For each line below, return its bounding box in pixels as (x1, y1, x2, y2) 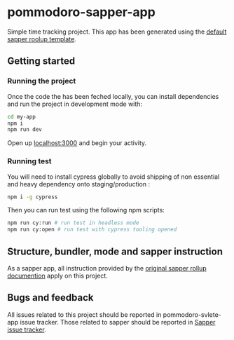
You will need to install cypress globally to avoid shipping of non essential (7, 172, 220, 181)
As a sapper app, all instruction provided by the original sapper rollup (7, 264, 207, 272)
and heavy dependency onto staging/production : (7, 179, 151, 188)
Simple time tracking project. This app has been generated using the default (7, 27, 227, 36)
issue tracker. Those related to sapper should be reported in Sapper (20, 318, 216, 326)
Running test (7, 156, 52, 166)
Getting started (7, 55, 76, 67)
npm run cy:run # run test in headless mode (7, 219, 139, 226)
